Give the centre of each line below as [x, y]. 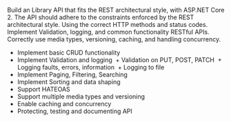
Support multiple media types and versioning [81, 96]
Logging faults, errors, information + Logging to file [91, 67]
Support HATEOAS [43, 89]
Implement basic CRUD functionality [69, 52]
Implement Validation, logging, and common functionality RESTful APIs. [108, 32]
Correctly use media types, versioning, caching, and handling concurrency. [114, 39]
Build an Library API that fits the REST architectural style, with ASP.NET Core [116, 10]
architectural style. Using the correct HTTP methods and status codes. [108, 24]
